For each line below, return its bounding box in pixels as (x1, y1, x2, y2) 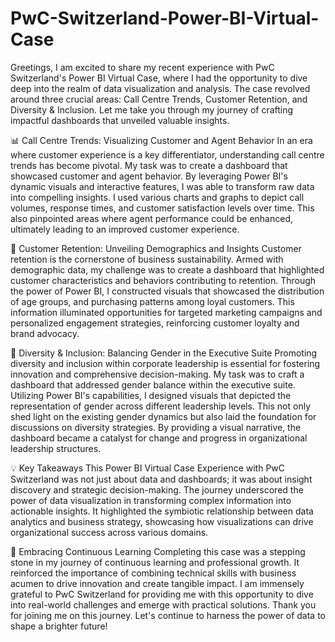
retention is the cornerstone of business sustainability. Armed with (10, 253, 284, 265)
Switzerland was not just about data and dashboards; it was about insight (10, 473, 313, 485)
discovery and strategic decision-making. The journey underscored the (10, 483, 304, 496)
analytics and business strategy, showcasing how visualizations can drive (10, 515, 314, 527)
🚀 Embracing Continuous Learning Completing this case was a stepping (10, 545, 306, 557)
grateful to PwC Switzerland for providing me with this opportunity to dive (10, 588, 314, 600)
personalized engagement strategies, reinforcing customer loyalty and (10, 317, 300, 329)
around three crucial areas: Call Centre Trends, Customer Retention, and (10, 93, 308, 105)
